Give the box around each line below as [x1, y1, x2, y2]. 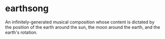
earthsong [5, 3, 49, 14]
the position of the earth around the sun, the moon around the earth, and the [5, 24, 161, 30]
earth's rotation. [5, 29, 38, 35]
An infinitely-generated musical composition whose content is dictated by [5, 19, 155, 25]
